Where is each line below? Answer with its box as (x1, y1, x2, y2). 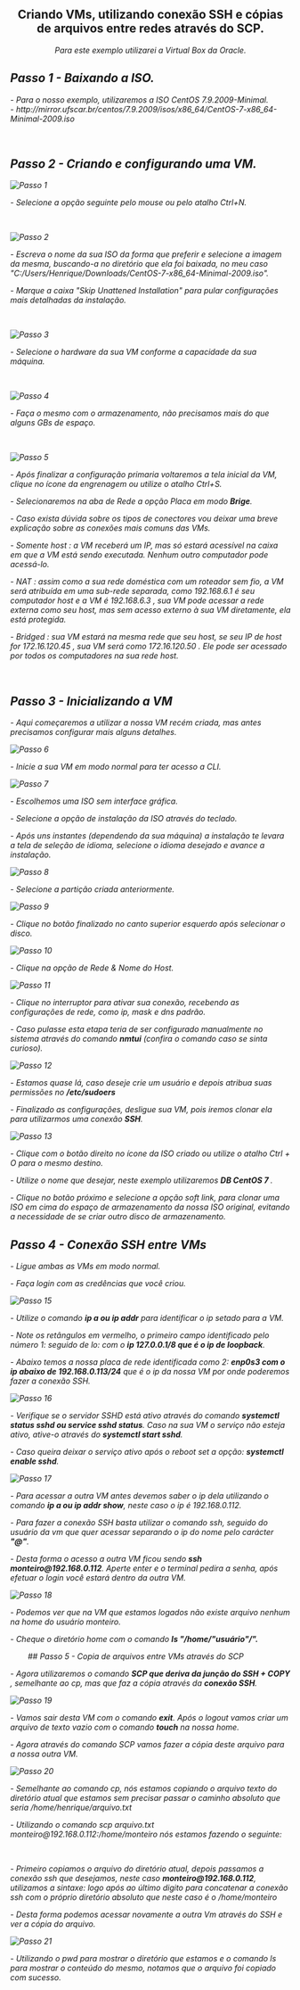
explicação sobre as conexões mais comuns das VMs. (10, 523, 211, 533)
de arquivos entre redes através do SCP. (36, 21, 265, 37)
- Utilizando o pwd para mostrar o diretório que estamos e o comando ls (10, 1953, 277, 1964)
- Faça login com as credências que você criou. (10, 1278, 186, 1289)
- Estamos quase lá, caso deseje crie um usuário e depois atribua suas (10, 1078, 272, 1088)
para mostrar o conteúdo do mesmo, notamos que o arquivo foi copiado (10, 1962, 277, 1974)
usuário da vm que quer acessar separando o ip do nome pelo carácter (10, 1527, 274, 1538)
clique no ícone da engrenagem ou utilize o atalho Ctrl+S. (10, 479, 223, 490)
